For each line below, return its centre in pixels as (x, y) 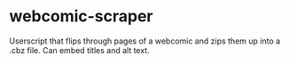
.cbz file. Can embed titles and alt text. (79, 50)
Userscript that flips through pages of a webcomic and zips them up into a (145, 41)
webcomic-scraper (81, 16)
